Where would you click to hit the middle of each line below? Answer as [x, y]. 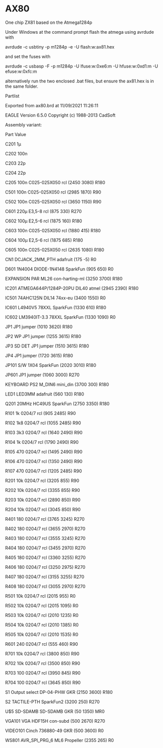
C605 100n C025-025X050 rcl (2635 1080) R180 [55, 250]
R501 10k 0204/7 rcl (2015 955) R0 [40, 596]
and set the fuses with [28, 56]
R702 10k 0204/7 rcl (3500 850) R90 [43, 663]
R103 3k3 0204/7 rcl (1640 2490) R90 [44, 432]
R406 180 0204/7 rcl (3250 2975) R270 [45, 567]
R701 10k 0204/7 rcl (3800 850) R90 [42, 654]
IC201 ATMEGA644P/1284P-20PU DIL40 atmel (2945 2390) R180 [72, 288]
